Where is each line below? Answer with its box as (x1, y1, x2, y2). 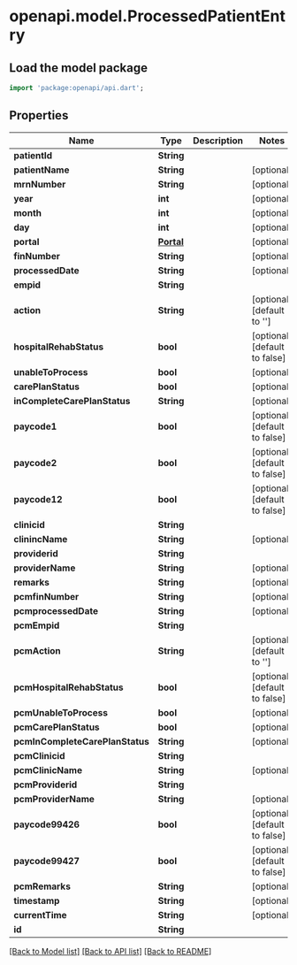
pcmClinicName (13, 763, 82, 776)
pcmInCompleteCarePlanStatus (13, 735, 150, 747)
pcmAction (13, 644, 62, 656)
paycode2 (13, 456, 57, 469)
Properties (9, 108, 69, 123)
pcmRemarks (13, 880, 71, 892)
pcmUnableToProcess (13, 706, 109, 718)
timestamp (13, 894, 60, 907)
